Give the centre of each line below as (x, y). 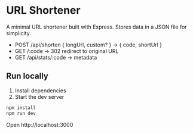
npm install (21, 108)
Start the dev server (39, 96)
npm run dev (21, 113)
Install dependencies (41, 91)
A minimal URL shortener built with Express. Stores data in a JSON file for (96, 27)
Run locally (27, 76)
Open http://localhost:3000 (40, 124)
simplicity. (19, 33)
